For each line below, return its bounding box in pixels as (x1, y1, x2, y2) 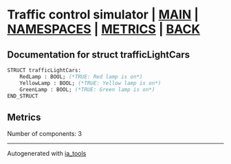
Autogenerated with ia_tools (7, 150, 87, 158)
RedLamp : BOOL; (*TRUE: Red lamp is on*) (19, 73, 143, 80)
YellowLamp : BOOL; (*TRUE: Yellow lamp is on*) (19, 80, 162, 86)
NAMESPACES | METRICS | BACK (7, 21, 201, 37)
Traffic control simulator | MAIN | (7, 7, 199, 23)
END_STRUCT (7, 93, 38, 99)
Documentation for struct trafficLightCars (7, 49, 190, 60)
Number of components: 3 (7, 130, 82, 138)
